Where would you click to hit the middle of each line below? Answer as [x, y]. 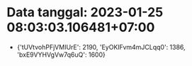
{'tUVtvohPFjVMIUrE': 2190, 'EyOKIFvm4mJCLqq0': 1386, [101, 47]
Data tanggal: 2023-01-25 [85, 12]
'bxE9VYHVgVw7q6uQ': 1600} [61, 55]
